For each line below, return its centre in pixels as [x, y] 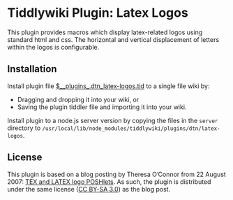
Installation [32, 69]
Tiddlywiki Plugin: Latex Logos [98, 13]
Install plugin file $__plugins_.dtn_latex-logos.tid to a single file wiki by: [108, 86]
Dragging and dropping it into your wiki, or [78, 99]
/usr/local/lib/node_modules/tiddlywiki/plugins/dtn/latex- [131, 128]
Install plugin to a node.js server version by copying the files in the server [113, 120]
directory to [24, 128]
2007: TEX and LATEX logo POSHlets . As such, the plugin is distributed [109, 181]
